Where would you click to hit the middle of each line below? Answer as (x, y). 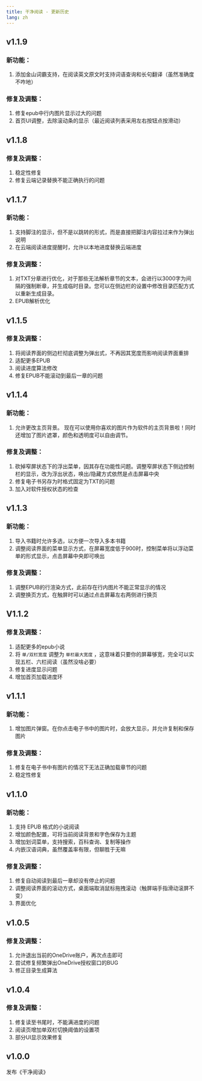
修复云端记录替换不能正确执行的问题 (60, 180)
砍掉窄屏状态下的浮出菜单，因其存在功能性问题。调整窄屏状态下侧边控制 (104, 466)
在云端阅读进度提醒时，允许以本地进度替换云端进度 (78, 247)
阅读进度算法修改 (36, 368)
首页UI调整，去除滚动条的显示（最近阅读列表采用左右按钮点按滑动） (99, 121)
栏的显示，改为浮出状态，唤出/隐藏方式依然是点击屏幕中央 (87, 474)
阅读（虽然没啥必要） (73, 662)
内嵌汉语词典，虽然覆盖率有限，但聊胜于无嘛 (70, 850)
